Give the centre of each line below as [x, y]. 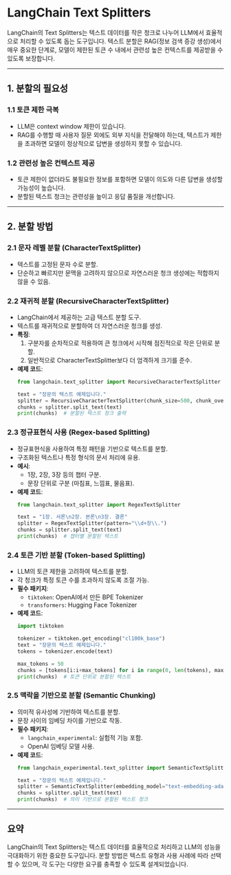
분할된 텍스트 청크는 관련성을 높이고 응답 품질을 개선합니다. [96, 196]
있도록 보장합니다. [31, 58]
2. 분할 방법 [30, 227]
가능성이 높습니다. [41, 188]
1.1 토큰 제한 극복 [33, 110]
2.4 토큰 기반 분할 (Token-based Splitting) [76, 555]
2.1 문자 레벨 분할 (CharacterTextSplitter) [74, 248]
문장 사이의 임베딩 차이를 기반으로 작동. [69, 720]
